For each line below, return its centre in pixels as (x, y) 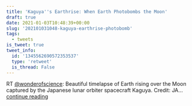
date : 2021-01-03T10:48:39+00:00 (48, 23)
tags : (13, 34)
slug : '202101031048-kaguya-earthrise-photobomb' (70, 28)
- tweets (22, 39)
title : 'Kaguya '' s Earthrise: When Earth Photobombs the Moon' (87, 12)
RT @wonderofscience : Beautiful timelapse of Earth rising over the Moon (97, 84)
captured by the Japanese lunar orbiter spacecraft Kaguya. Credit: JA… (94, 91)
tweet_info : (21, 51)
